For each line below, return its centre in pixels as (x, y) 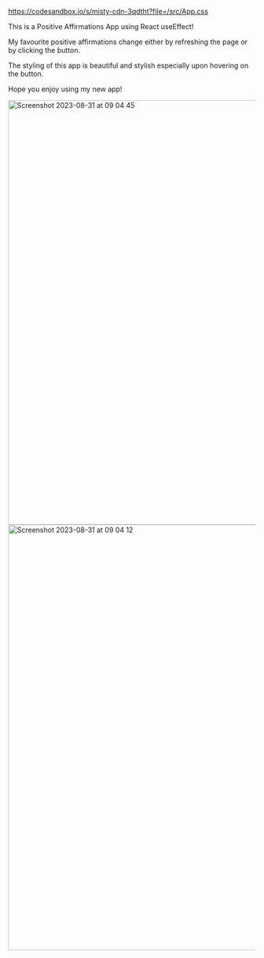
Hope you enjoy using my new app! (65, 89)
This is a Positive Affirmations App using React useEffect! (101, 26)
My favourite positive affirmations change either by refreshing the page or (128, 42)
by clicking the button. (44, 50)
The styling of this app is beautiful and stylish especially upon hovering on (128, 65)
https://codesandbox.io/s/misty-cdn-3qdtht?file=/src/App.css (108, 11)
